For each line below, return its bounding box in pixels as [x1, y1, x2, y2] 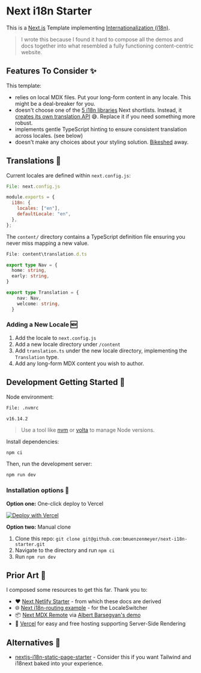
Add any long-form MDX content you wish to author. [14, 360, 145, 367]
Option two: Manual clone [6, 523, 71, 530]
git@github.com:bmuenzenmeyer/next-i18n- [82, 536, 188, 542]
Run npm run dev [14, 553, 56, 560]
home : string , [11, 268, 47, 274]
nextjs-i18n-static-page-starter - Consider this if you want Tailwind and [14, 654, 191, 661]
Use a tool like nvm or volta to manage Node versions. [20, 426, 155, 434]
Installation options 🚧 [6, 486, 70, 494]
